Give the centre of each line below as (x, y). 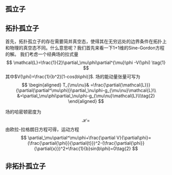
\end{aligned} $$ (86, 101)
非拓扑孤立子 (26, 166)
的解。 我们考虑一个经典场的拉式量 (42, 54)
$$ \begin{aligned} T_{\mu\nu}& (56, 85)
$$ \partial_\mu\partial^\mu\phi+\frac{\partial (68, 138)
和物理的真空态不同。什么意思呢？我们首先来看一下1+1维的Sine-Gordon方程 (85, 48)
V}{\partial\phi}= (134, 138)
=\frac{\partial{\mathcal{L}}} (120, 85)
